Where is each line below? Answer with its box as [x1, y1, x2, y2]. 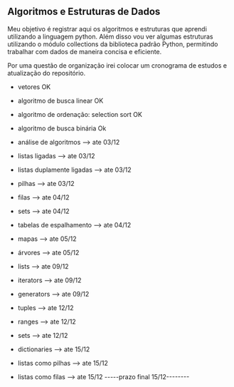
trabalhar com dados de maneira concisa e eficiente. [7, 47, 162, 56]
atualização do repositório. [7, 68, 86, 77]
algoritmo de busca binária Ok [17, 124, 107, 133]
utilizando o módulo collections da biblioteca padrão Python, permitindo [7, 39, 218, 48]
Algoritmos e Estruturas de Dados [7, 6, 161, 18]
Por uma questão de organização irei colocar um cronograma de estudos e [7, 61, 228, 70]
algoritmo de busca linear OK [17, 96, 104, 105]
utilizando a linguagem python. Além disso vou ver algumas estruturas [7, 32, 213, 41]
